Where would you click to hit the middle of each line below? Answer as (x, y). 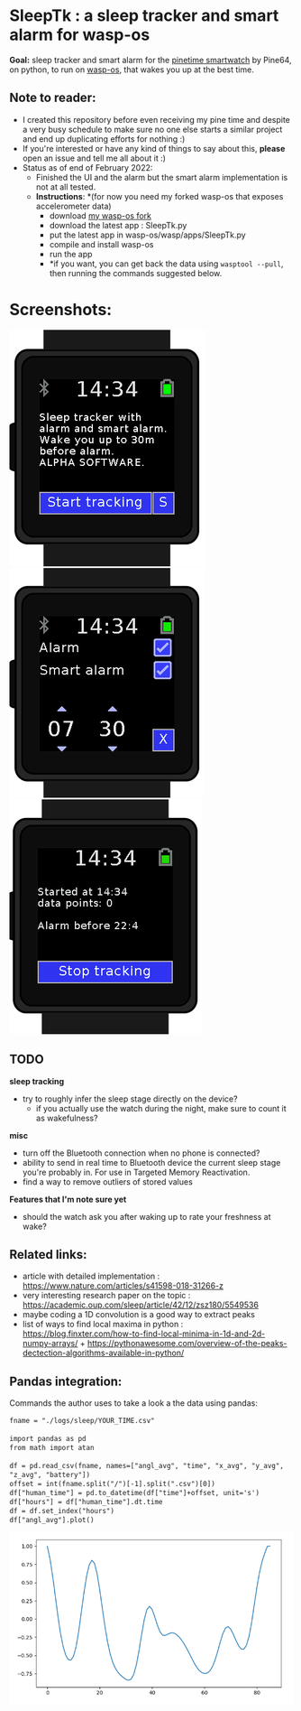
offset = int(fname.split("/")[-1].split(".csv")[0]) (113, 1484)
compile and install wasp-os (101, 244)
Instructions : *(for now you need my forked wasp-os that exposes (160, 196)
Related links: (48, 1255)
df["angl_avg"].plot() (52, 1520)
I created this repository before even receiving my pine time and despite (156, 119)
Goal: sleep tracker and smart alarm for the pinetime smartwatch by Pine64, (150, 60)
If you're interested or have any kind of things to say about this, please (154, 148)
